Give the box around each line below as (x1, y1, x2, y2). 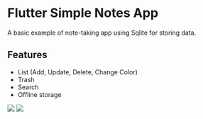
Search (17, 83, 39, 91)
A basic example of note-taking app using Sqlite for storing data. (7, 28, 197, 37)
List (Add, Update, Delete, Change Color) (17, 67, 138, 76)
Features (7, 49, 48, 61)
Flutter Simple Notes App (7, 5, 158, 21)
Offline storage (17, 90, 62, 98)
